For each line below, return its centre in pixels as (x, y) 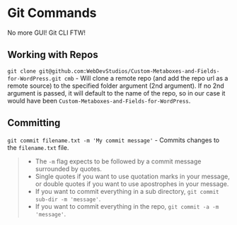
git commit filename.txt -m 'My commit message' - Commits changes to (114, 140)
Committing (34, 123)
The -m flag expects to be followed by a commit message (118, 161)
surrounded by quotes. (69, 168)
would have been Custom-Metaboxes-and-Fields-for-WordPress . (99, 100)
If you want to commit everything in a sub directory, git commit (127, 191)
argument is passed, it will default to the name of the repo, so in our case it (116, 93)
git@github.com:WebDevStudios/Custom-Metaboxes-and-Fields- (129, 71)
